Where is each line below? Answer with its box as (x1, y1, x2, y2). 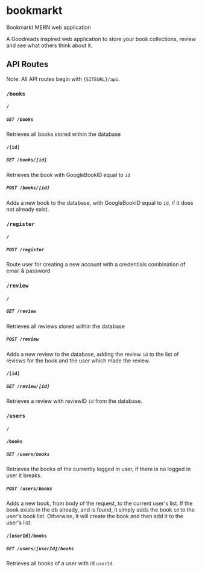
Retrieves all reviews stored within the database (6, 323, 125, 330)
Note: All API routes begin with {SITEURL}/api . (6, 75, 121, 82)
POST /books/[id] (6, 185, 50, 191)
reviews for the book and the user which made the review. (6, 357, 151, 364)
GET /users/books (6, 451, 50, 457)
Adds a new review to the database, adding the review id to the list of (6, 350, 179, 358)
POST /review (6, 336, 39, 342)
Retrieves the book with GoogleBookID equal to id (6, 171, 131, 178)
